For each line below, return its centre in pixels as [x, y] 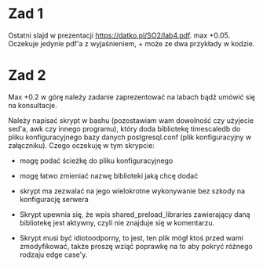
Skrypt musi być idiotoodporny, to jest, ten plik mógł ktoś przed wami [131, 238]
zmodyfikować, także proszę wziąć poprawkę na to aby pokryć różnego [136, 246]
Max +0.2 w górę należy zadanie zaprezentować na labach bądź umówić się [131, 97]
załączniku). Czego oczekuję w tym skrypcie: [82, 145]
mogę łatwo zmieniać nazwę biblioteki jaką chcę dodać [109, 175]
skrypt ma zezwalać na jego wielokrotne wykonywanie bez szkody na [132, 191]
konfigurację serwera [54, 199]
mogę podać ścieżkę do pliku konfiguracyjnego [96, 161]
